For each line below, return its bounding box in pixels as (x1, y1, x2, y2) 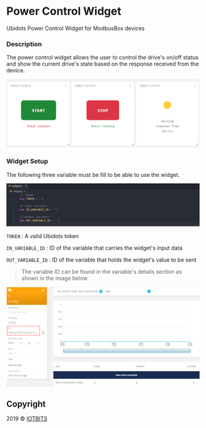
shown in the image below (21, 274, 88, 282)
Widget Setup (6, 157, 48, 166)
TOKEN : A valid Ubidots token (6, 233, 79, 240)
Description (6, 40, 42, 48)
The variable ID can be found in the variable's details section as (21, 268, 182, 276)
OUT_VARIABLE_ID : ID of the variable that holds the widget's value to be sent (6, 256, 197, 264)
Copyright (6, 399, 46, 409)
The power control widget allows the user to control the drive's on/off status (6, 54, 199, 61)
